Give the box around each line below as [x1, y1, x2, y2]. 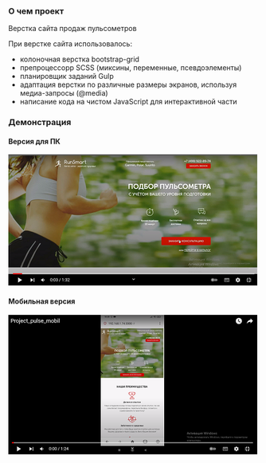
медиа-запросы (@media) [19, 88, 109, 98]
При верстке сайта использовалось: [8, 39, 133, 49]
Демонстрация [8, 117, 72, 128]
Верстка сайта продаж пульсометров [8, 24, 137, 33]
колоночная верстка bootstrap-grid [19, 54, 139, 65]
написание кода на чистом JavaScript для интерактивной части [19, 97, 237, 107]
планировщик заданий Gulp [19, 72, 114, 81]
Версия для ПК [8, 136, 61, 146]
